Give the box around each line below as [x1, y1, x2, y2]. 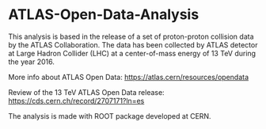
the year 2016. [8, 57, 55, 66]
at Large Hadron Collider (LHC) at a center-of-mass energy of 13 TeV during [8, 48, 256, 58]
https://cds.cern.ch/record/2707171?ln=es [8, 96, 145, 105]
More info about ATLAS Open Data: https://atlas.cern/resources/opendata [8, 72, 249, 82]
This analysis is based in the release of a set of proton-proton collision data [8, 32, 255, 41]
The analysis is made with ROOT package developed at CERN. [8, 111, 211, 120]
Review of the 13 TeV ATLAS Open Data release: [8, 87, 165, 97]
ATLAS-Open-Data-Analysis [8, 6, 199, 24]
